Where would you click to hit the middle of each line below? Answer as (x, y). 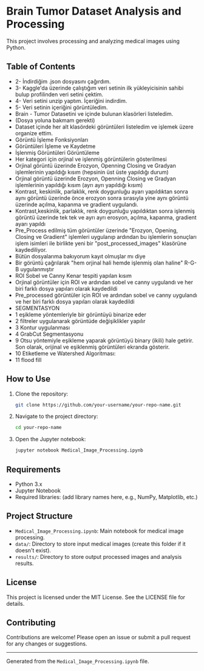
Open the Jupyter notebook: (50, 439)
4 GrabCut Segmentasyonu (49, 334)
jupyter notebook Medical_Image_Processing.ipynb (79, 450)
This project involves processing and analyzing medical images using (93, 41)
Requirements (33, 470)
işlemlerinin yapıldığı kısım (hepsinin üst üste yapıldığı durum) (92, 172)
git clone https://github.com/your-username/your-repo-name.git (98, 405)
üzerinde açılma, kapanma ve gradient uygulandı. (76, 204)
